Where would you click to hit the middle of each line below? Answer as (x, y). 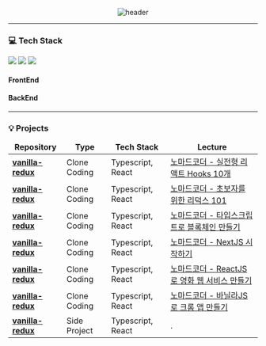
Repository (36, 147)
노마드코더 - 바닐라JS (209, 295)
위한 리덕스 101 (198, 200)
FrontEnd (24, 80)
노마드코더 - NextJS (207, 242)
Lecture (212, 147)
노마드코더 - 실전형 (204, 162)
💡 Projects (28, 128)
